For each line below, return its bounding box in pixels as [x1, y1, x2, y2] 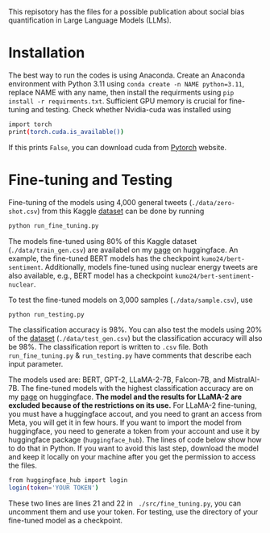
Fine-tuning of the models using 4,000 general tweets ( [8, 197, 192, 207]
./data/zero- [191, 199, 235, 207]
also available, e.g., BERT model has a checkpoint [8, 271, 173, 280]
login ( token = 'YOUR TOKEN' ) [8, 484, 99, 492]
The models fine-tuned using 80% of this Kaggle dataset [8, 236, 197, 246]
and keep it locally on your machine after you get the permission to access [8, 452, 256, 462]
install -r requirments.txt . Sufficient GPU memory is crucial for [8, 96, 228, 106]
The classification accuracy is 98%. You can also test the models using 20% [8, 325, 263, 334]
